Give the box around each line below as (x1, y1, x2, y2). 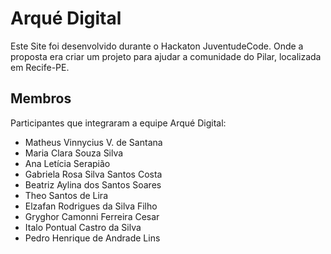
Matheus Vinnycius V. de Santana (24, 136, 163, 148)
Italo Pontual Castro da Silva (24, 221, 142, 233)
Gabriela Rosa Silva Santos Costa (24, 168, 163, 180)
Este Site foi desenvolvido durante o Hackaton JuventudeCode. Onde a (10, 40, 304, 52)
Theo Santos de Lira (24, 189, 108, 201)
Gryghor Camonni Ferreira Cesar (24, 210, 160, 222)
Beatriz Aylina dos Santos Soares (24, 178, 162, 191)
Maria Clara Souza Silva (24, 147, 124, 159)
